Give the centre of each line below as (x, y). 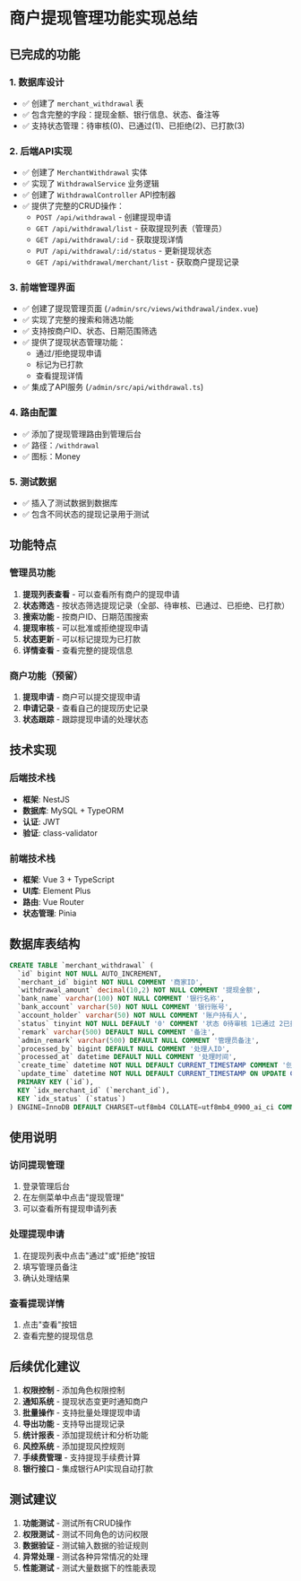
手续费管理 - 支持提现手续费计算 (82, 1457)
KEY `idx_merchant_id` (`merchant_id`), (94, 1090)
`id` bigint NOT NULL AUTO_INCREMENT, (90, 974)
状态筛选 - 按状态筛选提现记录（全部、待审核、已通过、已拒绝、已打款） (156, 605)
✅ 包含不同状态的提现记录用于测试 (86, 514)
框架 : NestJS (46, 799)
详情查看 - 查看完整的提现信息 (77, 650)
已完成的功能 (45, 54)
